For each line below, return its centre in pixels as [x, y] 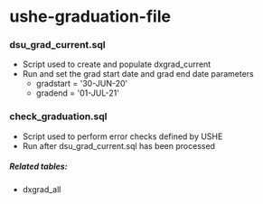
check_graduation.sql [58, 116]
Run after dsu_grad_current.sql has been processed [118, 145]
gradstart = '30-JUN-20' [82, 84]
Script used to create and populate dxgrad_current [117, 64]
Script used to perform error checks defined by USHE [122, 136]
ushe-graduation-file [90, 17]
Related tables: [38, 167]
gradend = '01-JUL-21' [78, 93]
